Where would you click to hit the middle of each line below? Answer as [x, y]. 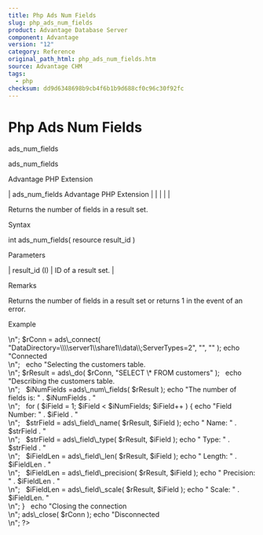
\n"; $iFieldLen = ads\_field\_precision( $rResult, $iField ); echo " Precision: [132, 473]
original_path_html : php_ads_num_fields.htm [82, 60]
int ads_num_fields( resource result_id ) [72, 240]
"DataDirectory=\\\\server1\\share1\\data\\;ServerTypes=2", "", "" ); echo [124, 348]
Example [22, 324]
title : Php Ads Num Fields [52, 15]
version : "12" [31, 45]
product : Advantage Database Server [68, 30]
